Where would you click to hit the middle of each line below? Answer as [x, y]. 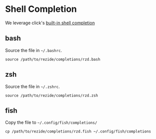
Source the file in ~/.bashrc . [34, 50]
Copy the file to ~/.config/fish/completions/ [51, 123]
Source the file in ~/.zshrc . [33, 86]
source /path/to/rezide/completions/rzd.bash [53, 59]
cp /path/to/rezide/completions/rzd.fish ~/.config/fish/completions [78, 132]
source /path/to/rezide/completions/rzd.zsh [52, 95]
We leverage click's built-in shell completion [50, 23]
